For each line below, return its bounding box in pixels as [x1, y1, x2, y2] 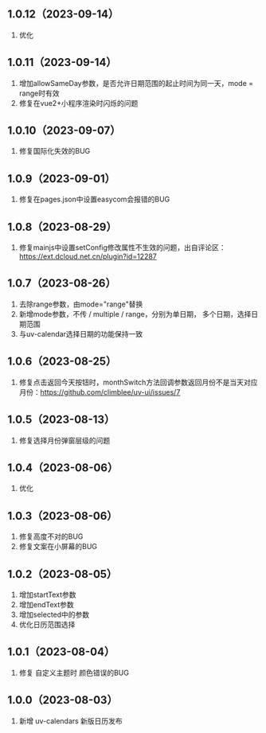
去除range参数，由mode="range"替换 [18, 299, 143, 309]
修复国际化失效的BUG [18, 146, 91, 156]
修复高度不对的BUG [18, 532, 84, 541]
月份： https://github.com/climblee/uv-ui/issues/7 [18, 387, 181, 396]
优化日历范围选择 [18, 619, 76, 629]
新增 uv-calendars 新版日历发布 [18, 715, 123, 726]
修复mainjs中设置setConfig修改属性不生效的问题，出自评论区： [18, 243, 226, 252]
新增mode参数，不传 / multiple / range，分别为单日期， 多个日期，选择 [18, 309, 252, 318]
